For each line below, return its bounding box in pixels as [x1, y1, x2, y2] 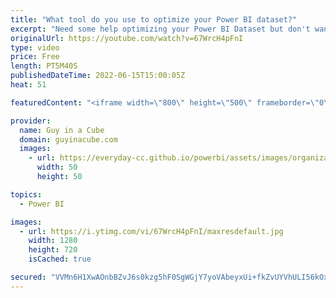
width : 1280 [28, 236, 78, 246]
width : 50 [36, 162, 78, 173]
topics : [10, 189, 43, 200]
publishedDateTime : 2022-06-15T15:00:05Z [10, 71, 186, 81]
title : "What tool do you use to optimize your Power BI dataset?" [10, 14, 298, 25]
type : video [10, 42, 60, 53]
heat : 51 [10, 80, 47, 90]
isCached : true [28, 254, 92, 265]
